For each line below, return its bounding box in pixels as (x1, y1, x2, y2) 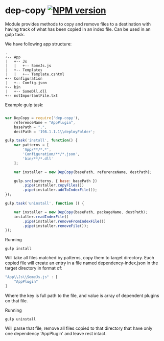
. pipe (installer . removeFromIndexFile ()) (23, 219, 106, 224)
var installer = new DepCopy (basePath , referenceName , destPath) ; (14, 169, 152, 175)
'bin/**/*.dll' (23, 156, 54, 161)
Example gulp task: (5, 102, 44, 108)
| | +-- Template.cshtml (5, 71, 65, 77)
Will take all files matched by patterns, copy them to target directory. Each (5, 255, 154, 261)
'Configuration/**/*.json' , (23, 152, 80, 157)
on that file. (5, 297, 28, 303)
